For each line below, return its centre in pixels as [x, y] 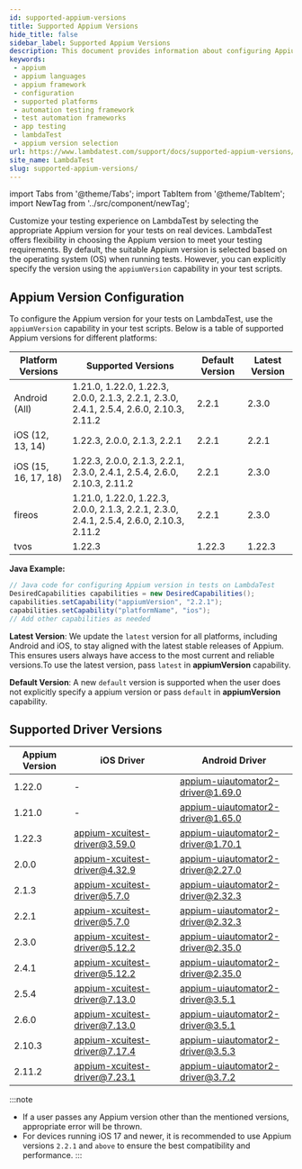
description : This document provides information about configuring [140, 51]
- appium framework [50, 85]
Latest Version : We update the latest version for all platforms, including [143, 636]
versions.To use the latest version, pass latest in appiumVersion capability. [150, 665]
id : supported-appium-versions [68, 18]
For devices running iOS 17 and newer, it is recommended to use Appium [157, 1137]
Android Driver [234, 760]
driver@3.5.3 [208, 1052]
